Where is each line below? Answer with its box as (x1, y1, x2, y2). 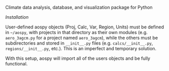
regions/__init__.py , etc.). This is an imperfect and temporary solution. (5, 46, 157, 51)
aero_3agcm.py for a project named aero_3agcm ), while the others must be (5, 35, 158, 41)
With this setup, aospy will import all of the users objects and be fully (5, 55, 151, 61)
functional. (5, 61, 28, 66)
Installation (5, 14, 29, 20)
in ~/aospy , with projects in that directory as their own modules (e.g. (5, 29, 148, 35)
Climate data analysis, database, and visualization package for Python (5, 5, 153, 10)
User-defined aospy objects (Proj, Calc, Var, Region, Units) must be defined (5, 24, 164, 30)
